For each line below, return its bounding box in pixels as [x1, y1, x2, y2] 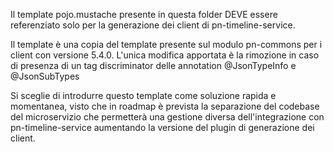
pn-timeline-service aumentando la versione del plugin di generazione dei [10, 122, 315, 133]
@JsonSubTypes [10, 70, 80, 82]
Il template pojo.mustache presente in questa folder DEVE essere [10, 9, 278, 20]
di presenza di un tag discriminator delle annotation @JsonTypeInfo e [10, 60, 297, 71]
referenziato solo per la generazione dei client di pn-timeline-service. [10, 19, 296, 31]
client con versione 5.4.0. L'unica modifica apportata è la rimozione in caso [10, 49, 320, 61]
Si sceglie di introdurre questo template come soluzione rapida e [10, 90, 277, 101]
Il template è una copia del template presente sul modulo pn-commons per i [10, 39, 323, 50]
